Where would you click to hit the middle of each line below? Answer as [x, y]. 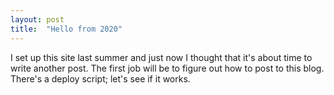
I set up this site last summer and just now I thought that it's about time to [161, 57]
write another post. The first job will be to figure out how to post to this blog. [167, 68]
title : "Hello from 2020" [66, 29]
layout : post [37, 19]
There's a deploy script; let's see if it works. [100, 78]
